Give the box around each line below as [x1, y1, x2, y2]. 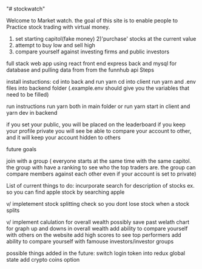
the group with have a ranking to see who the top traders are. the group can [6, 164, 196, 171]
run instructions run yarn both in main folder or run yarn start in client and [6, 103, 190, 110]
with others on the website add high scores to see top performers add [6, 231, 181, 239]
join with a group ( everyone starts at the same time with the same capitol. [6, 157, 192, 165]
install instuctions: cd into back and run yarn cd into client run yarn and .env [6, 78, 196, 85]
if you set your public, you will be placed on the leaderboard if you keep [6, 121, 186, 128]
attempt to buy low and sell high [15, 42, 96, 49]
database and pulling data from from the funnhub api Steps [6, 66, 155, 73]
